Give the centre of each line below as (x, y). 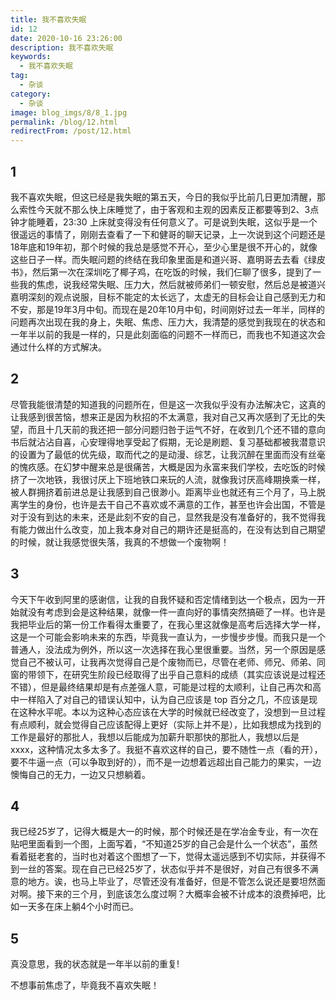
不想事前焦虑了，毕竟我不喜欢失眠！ (85, 985)
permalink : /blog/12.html (64, 122)
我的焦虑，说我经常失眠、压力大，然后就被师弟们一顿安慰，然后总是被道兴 (172, 284)
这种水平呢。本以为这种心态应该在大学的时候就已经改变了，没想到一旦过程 (172, 712)
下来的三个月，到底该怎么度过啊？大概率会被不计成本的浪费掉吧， (180, 894)
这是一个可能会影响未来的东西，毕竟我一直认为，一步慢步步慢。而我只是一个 (168, 637)
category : (31, 94)
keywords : (31, 57)
